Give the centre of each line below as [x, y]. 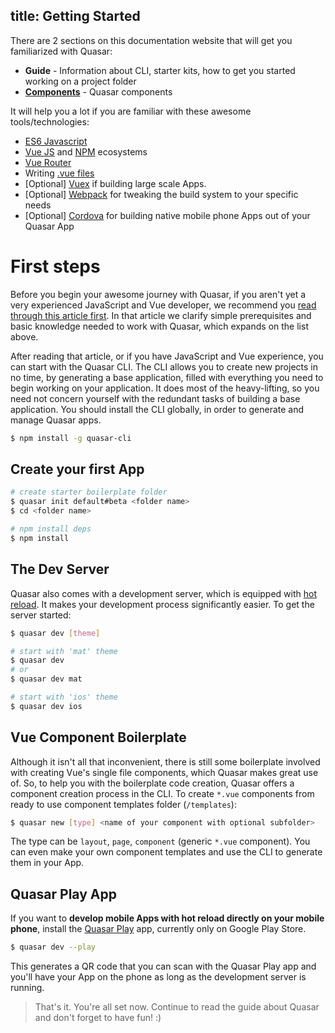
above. [24, 336]
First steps [55, 266]
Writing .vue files [59, 173]
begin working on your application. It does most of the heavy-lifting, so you [165, 388]
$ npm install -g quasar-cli [71, 438]
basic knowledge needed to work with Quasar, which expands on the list [159, 326]
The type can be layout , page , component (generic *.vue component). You [160, 841]
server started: [41, 615]
